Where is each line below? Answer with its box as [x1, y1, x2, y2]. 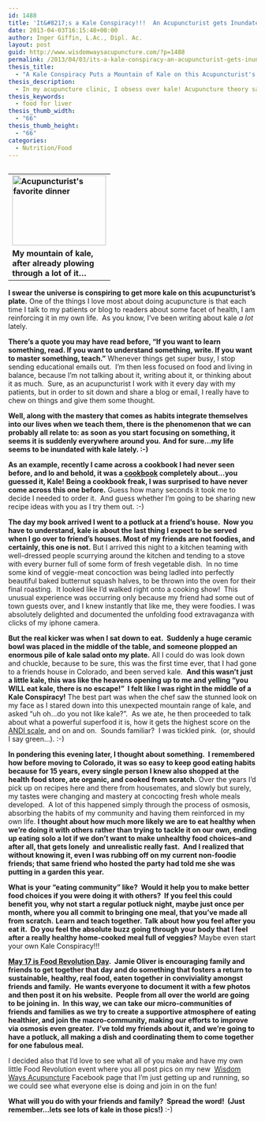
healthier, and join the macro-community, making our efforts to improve [8, 1015, 248, 1025]
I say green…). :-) [8, 735, 65, 744]
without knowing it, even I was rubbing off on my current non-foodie [8, 851, 237, 860]
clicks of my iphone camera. [8, 618, 100, 628]
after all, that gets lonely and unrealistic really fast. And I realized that [8, 842, 244, 852]
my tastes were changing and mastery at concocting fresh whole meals [8, 791, 241, 801]
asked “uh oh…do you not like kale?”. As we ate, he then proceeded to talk [8, 709, 252, 719]
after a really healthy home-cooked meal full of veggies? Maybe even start [8, 933, 256, 943]
